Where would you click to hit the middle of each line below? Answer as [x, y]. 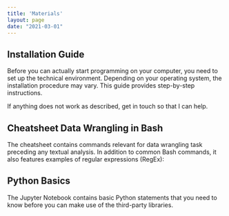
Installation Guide [46, 54]
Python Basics [39, 181]
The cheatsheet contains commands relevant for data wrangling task [105, 145]
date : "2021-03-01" [35, 26]
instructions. [25, 93]
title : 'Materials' [35, 13]
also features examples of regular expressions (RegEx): [86, 159]
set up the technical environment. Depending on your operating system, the [114, 78]
